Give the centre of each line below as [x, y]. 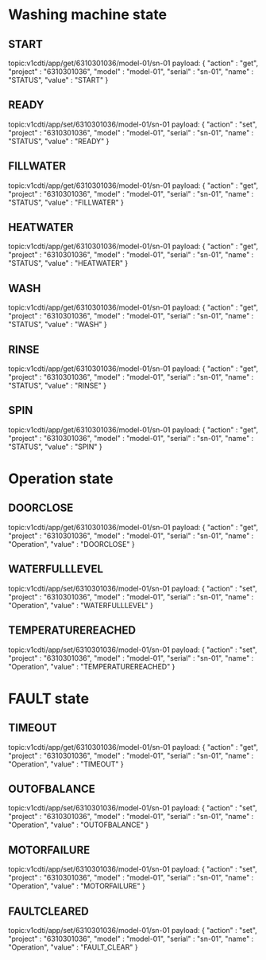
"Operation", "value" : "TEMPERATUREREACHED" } [92, 666]
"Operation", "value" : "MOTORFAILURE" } [77, 886]
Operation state [61, 479]
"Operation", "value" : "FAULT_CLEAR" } [73, 947]
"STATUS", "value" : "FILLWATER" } [66, 202]
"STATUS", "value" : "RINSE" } [58, 386]
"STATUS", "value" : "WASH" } [58, 325]
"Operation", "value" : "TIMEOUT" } [66, 764]
